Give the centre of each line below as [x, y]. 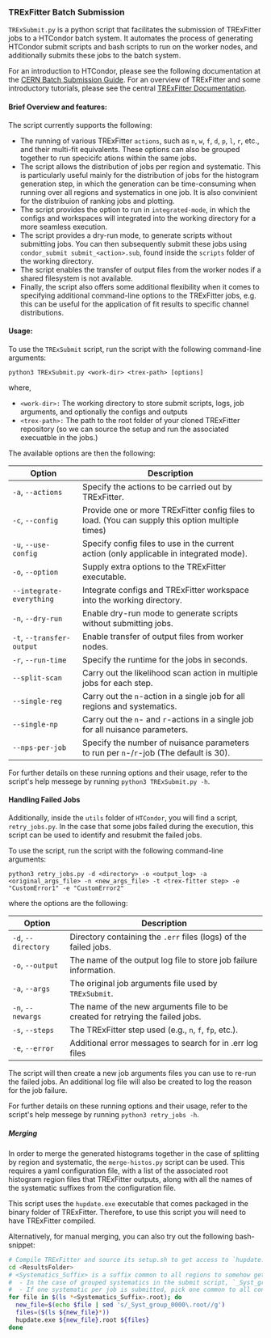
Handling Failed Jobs [44, 800]
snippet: [22, 1245]
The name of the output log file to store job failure [164, 959]
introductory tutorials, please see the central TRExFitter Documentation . [128, 88]
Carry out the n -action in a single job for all [163, 696]
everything [33, 599]
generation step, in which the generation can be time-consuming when [138, 184]
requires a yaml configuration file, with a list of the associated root [118, 1171]
